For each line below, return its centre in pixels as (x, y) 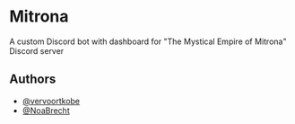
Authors (33, 80)
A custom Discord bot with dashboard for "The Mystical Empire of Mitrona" (148, 41)
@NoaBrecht (46, 111)
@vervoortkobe (51, 101)
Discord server (37, 50)
